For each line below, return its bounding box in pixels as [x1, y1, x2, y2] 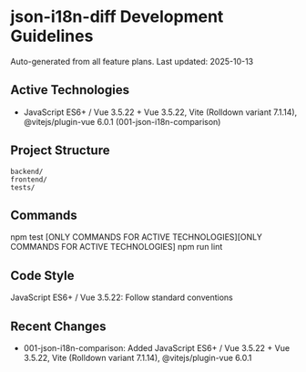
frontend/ [10, 175, 48, 184]
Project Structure [10, 143, 110, 159]
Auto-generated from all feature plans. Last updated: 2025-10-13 [10, 56, 254, 67]
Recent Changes [10, 318, 107, 334]
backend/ [10, 167, 44, 176]
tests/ [10, 182, 36, 192]
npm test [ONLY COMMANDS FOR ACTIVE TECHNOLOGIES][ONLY [10, 232, 262, 243]
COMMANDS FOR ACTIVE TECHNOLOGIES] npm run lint [10, 242, 223, 253]
